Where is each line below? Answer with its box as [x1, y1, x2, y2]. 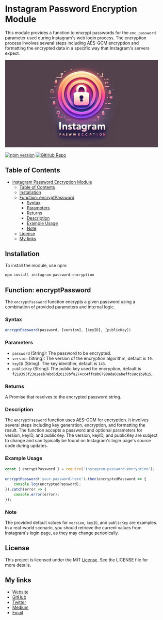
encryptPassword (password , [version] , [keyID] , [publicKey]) [5, 328, 131, 333]
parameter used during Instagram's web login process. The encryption [5, 35, 147, 41]
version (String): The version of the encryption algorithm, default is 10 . [12, 355, 153, 361]
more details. [5, 562, 32, 568]
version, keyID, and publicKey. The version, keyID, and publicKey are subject [5, 432, 158, 438]
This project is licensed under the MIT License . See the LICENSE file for [5, 556, 148, 563]
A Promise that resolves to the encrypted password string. [5, 394, 122, 399]
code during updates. [5, 443, 48, 449]
